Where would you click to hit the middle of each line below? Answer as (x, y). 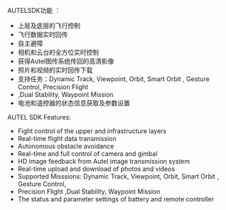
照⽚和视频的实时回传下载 (55, 70)
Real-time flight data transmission (67, 138)
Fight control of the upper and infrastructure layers (92, 131)
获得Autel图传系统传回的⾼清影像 (66, 61)
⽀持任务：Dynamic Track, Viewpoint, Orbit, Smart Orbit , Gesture (113, 79)
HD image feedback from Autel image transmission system (104, 161)
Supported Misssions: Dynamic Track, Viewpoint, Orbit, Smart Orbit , (118, 176)
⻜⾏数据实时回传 (43, 35)
